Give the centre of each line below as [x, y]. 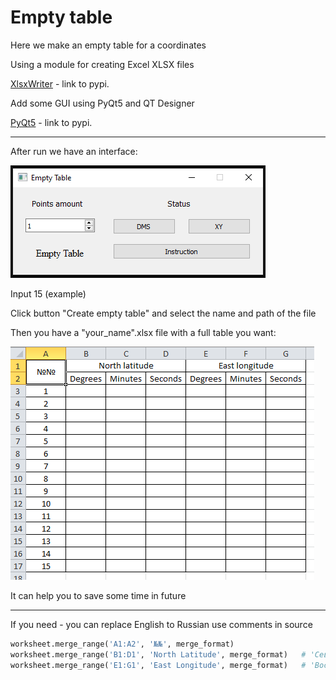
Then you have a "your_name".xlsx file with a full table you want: [143, 332]
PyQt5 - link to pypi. [51, 122]
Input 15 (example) [48, 293]
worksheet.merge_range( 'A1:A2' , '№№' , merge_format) [122, 644]
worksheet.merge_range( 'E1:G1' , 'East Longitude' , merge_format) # [158, 665]
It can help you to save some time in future [98, 595]
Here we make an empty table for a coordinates [108, 45]
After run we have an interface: [74, 151]
